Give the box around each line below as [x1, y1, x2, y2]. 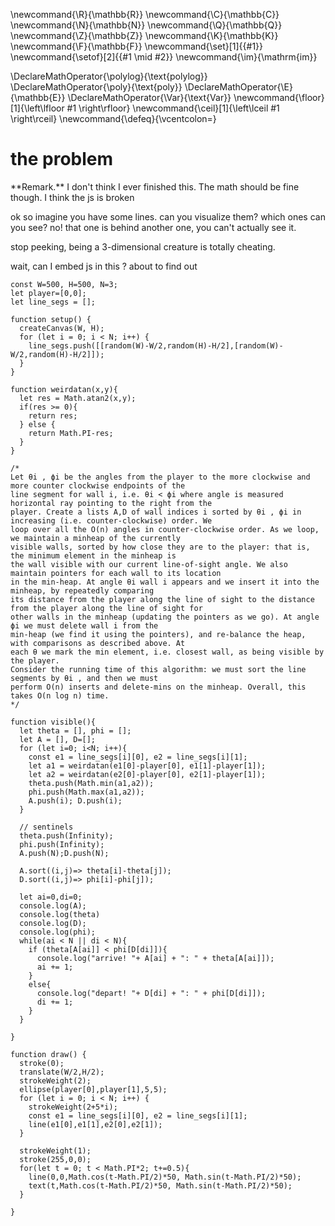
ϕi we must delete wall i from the [10, 620, 159, 631]
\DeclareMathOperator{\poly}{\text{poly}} [10, 81, 183, 93]
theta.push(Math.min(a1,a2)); [28, 778, 155, 788]
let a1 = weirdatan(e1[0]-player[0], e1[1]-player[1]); [28, 760, 267, 771]
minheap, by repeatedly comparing [10, 585, 155, 596]
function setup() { [10, 314, 92, 324]
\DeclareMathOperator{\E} [184, 81, 293, 93]
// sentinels [19, 822, 74, 832]
